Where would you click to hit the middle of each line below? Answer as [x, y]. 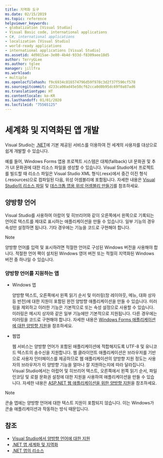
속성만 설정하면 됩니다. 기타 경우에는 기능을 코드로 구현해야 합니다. [68, 227]
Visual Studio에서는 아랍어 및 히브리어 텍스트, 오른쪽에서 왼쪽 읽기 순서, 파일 [85, 371]
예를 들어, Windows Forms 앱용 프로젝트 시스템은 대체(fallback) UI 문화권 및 [78, 161]
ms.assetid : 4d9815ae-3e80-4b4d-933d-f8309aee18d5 [57, 55]
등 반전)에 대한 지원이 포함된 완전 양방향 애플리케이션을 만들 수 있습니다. [80, 301]
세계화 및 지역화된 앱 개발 [52, 130]
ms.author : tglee [23, 64]
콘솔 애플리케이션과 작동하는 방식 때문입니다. [47, 409]
